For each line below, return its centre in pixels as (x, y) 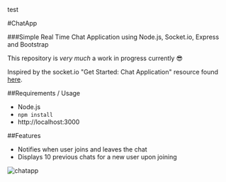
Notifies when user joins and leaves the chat (82, 149)
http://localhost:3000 (49, 122)
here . (15, 79)
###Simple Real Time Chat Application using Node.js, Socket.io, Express (113, 37)
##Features (24, 136)
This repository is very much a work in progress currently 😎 (95, 58)
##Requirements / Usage (44, 93)
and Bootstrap (28, 44)
